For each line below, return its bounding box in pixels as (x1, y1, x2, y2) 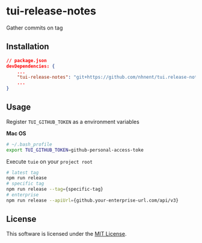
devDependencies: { (6, 63, 55, 69)
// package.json (6, 57, 47, 64)
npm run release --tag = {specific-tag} (6, 186, 103, 192)
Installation (6, 42, 49, 52)
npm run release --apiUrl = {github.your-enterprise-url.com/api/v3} (6, 197, 179, 203)
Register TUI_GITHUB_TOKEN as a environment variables (6, 118, 139, 125)
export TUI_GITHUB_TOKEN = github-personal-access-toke (6, 147, 144, 153)
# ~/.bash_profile (6, 141, 52, 147)
